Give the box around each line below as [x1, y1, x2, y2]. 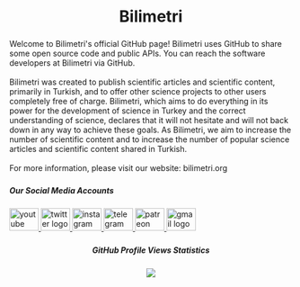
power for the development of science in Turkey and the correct [9, 105, 246, 116]
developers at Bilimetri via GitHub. [9, 58, 136, 68]
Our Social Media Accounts [9, 185, 114, 196]
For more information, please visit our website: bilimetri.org [9, 163, 228, 174]
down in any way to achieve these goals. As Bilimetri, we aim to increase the [9, 124, 292, 136]
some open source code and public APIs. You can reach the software [9, 48, 266, 59]
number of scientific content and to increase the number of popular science [9, 134, 290, 145]
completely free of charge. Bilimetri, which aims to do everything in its [9, 96, 269, 107]
